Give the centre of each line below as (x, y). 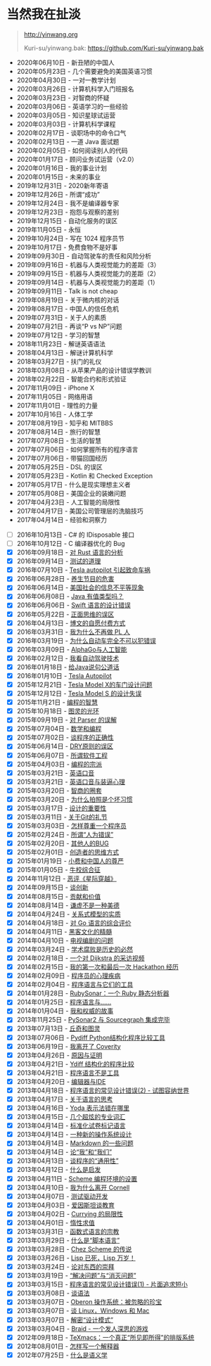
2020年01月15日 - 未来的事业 (59, 177)
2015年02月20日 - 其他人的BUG (63, 843)
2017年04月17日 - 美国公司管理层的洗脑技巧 (80, 511)
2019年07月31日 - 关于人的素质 (62, 317)
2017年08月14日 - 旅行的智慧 (59, 432)
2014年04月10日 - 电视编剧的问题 (65, 940)
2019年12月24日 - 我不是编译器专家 (68, 203)
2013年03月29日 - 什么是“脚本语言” (68, 1240)
